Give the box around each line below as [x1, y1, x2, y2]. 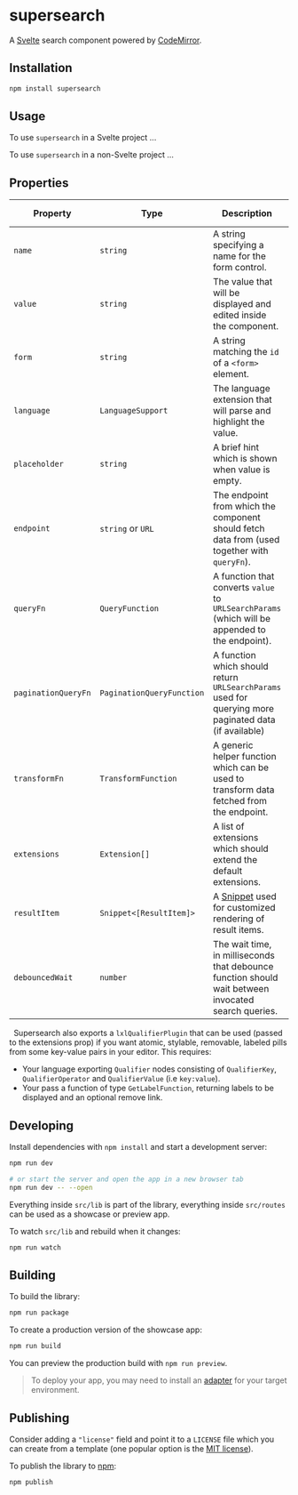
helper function [212, 751, 277, 763]
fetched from [212, 795, 268, 808]
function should [212, 971, 278, 984]
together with [212, 544, 269, 557]
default [212, 864, 242, 877]
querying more [212, 703, 275, 715]
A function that [212, 570, 275, 583]
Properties [9, 175, 69, 190]
